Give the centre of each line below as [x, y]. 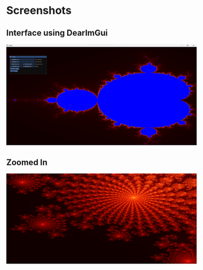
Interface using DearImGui [57, 33]
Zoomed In [27, 162]
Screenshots [39, 11]
